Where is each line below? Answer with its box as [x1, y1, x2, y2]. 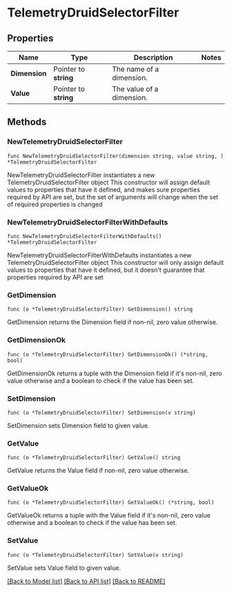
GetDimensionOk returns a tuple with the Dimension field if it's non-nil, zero [7, 369, 222, 377]
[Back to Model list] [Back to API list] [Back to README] [7, 577, 166, 585]
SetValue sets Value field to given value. [7, 564, 121, 572]
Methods [7, 116, 47, 128]
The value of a [112, 84, 159, 94]
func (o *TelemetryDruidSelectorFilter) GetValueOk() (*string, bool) [7, 499, 215, 506]
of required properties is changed [7, 200, 103, 208]
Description [133, 53, 173, 62]
